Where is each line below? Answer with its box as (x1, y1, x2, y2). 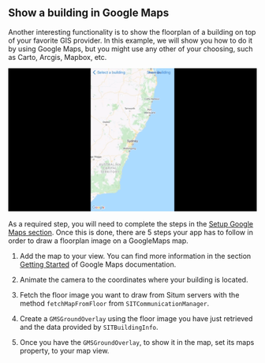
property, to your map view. (19, 346, 110, 355)
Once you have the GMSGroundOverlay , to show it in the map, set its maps (19, 337, 255, 346)
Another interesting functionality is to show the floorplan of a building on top (8, 27, 256, 36)
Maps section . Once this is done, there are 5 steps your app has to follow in (8, 227, 254, 237)
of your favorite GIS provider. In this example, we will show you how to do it (8, 36, 253, 45)
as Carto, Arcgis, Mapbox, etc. (8, 52, 107, 62)
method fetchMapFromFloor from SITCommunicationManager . (19, 298, 210, 308)
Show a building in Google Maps (8, 6, 170, 20)
